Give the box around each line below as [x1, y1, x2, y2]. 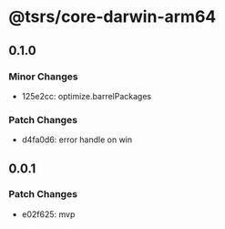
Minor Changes [8, 70, 78, 83]
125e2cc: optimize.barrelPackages [21, 90, 152, 101]
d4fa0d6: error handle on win [21, 134, 133, 145]
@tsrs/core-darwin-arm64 [8, 6, 217, 27]
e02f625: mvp [21, 208, 76, 220]
